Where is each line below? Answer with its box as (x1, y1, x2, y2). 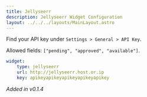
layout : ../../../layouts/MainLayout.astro (6, 19, 115, 25)
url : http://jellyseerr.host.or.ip (17, 69, 104, 75)
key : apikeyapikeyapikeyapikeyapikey (17, 75, 110, 81)
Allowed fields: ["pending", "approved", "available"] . (6, 47, 141, 54)
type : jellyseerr (17, 64, 60, 70)
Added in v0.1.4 (6, 85, 44, 92)
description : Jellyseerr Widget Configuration (6, 14, 123, 20)
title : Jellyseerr (6, 8, 51, 15)
